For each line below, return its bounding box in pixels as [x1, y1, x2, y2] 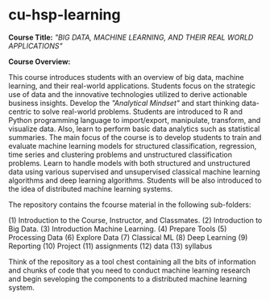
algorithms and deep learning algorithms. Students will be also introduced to [8, 175, 262, 185]
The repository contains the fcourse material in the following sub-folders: [8, 200, 251, 209]
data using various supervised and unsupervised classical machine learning [8, 167, 260, 176]
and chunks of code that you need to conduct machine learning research [8, 265, 251, 275]
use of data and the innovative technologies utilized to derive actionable [8, 89, 247, 99]
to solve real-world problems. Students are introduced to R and [33, 107, 243, 116]
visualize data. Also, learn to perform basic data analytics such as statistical [8, 124, 260, 133]
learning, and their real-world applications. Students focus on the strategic [8, 81, 256, 91]
